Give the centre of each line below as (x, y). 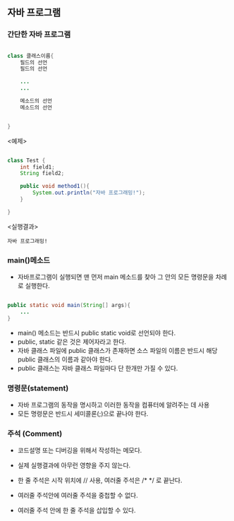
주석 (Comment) (35, 433)
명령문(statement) (38, 388)
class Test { (26, 160)
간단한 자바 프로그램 (39, 35)
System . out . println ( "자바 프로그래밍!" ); (89, 193)
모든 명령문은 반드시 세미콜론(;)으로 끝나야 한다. (83, 414)
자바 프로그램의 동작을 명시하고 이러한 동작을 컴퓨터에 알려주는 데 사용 (113, 405)
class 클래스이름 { (31, 56)
